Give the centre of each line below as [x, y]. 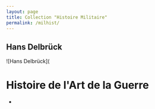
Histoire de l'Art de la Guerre [78, 85]
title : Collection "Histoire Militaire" [57, 17]
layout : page [22, 12]
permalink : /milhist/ [33, 23]
